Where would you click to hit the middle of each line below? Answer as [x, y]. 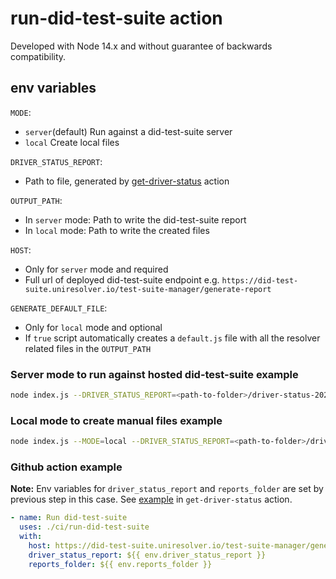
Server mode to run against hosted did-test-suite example [154, 374]
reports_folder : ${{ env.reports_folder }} [120, 564]
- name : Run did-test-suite [69, 518]
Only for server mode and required [96, 269]
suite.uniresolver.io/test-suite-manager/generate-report [148, 289]
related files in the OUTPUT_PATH [88, 348]
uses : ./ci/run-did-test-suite [84, 527]
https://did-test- [260, 280]
